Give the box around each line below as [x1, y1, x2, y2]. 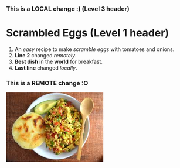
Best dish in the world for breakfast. [14, 58, 103, 65]
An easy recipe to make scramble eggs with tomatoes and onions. [14, 46, 175, 53]
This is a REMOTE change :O [6, 78, 89, 87]
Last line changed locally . [14, 64, 77, 71]
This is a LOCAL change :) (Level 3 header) [6, 5, 130, 13]
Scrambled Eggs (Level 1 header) [6, 26, 169, 40]
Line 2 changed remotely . [14, 52, 77, 59]
